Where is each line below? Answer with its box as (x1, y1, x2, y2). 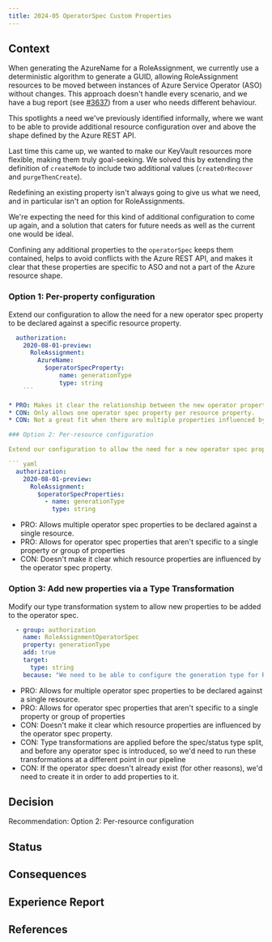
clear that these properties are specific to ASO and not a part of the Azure (8, 262, 255, 272)
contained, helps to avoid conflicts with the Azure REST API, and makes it (8, 254, 253, 263)
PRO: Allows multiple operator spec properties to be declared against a (19, 520, 257, 530)
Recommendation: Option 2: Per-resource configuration (8, 816, 194, 826)
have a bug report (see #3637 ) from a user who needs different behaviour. (8, 98, 257, 108)
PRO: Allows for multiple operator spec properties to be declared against (19, 685, 263, 695)
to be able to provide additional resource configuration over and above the (8, 122, 257, 132)
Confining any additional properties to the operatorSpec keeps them (8, 245, 234, 255)
